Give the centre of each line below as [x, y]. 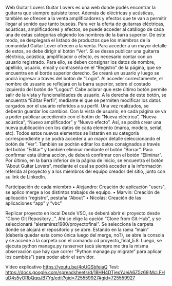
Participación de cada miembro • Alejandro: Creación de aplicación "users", [85, 187]
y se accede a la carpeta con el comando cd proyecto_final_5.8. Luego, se [84, 240]
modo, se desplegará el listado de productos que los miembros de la [78, 40]
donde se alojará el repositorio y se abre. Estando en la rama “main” [77, 229]
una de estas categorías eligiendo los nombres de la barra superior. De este [85, 35]
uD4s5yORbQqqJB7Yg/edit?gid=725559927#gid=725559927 [70, 278]
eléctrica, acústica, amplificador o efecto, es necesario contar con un [79, 57]
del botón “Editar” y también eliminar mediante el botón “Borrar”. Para [79, 149]
